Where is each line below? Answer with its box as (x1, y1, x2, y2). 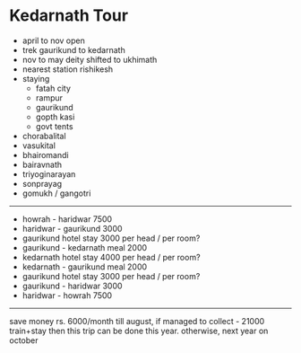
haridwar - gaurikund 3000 (21, 223, 123, 234)
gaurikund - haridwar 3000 (21, 280, 123, 291)
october (9, 334, 39, 346)
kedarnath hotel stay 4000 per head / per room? (21, 252, 201, 262)
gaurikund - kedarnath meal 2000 (21, 242, 148, 252)
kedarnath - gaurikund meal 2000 (21, 261, 148, 272)
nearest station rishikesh (21, 64, 114, 75)
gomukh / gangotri (21, 188, 91, 199)
